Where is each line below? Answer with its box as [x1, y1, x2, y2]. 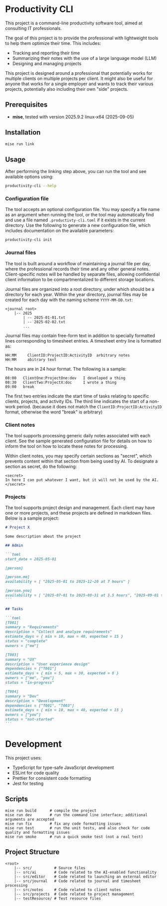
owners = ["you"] [5, 712, 41, 718]
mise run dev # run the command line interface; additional [5, 812, 148, 817]
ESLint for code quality [12, 769, 59, 776]
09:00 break [5, 384, 35, 389]
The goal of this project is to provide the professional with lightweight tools [5, 35, 159, 41]
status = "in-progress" [5, 680, 55, 685]
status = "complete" [5, 639, 48, 644]
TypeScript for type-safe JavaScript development [12, 764, 114, 770]
